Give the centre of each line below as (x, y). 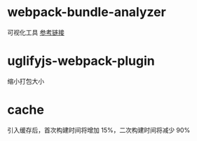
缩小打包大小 (26, 81)
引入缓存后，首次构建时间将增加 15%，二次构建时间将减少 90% (99, 130)
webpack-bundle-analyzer (87, 12)
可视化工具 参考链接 (36, 32)
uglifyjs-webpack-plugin (81, 61)
